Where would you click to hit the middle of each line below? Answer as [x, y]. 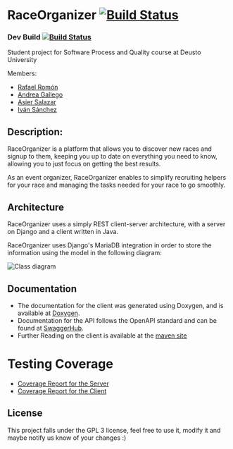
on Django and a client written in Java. [63, 232]
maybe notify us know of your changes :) [67, 438]
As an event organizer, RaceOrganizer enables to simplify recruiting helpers [117, 178]
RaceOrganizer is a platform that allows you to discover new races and [110, 149]
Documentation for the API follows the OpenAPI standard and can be [117, 320]
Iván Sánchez [37, 110]
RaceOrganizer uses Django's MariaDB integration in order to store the [109, 245]
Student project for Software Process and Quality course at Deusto [104, 52]
